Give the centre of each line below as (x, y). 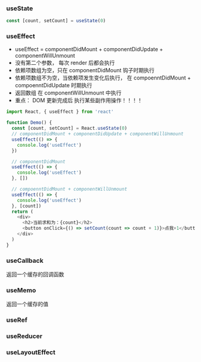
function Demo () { (29, 123)
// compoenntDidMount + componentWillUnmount (70, 189)
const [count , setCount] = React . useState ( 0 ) (70, 128)
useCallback (25, 260)
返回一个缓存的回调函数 (35, 274)
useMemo (21, 290)
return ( (22, 212)
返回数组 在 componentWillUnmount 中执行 (68, 93)
